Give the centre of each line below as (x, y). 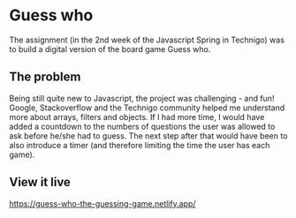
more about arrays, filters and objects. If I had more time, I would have (137, 117)
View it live (40, 182)
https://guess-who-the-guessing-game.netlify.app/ (102, 203)
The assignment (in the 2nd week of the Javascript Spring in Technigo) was (147, 40)
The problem (45, 77)
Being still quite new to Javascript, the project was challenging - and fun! (142, 98)
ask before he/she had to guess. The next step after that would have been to (148, 135)
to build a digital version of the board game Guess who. (110, 49)
